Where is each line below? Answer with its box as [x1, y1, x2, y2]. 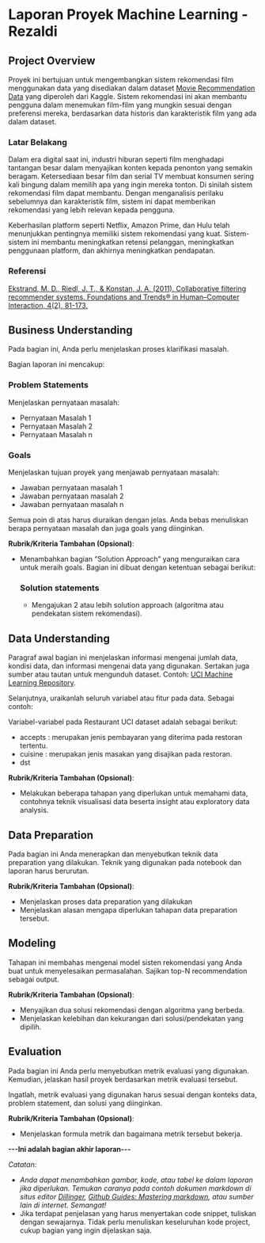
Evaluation [8, 1045, 62, 1058]
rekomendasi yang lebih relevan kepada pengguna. [8, 205, 176, 215]
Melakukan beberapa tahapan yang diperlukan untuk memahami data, [19, 788, 248, 798]
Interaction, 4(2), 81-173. [8, 300, 89, 310]
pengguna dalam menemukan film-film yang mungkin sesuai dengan [8, 101, 232, 109]
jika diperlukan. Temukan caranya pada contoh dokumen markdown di [19, 1183, 252, 1193]
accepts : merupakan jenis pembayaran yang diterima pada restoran [19, 733, 243, 742]
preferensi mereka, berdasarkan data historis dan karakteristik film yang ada [8, 109, 257, 118]
